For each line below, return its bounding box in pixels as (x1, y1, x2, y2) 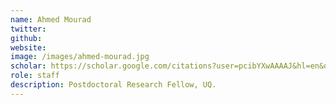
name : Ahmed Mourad (10, 14, 92, 25)
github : (10, 33, 43, 43)
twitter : (10, 24, 47, 34)
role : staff (10, 71, 60, 81)
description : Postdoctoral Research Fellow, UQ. (10, 80, 217, 90)
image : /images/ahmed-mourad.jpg (10, 52, 150, 62)
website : (10, 42, 47, 53)
